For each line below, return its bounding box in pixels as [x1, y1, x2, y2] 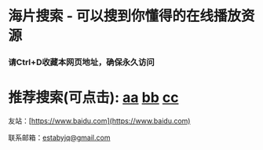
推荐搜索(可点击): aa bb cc [8, 89, 179, 107]
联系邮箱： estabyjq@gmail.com [8, 133, 111, 142]
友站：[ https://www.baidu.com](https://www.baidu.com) [8, 116, 191, 126]
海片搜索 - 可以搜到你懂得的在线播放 [8, 7, 242, 25]
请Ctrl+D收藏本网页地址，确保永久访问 [8, 57, 155, 68]
